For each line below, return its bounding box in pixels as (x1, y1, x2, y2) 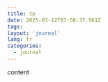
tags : (7, 23, 23, 30)
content (7, 67, 30, 76)
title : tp (7, 10, 36, 17)
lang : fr (7, 36, 33, 43)
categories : (7, 42, 42, 49)
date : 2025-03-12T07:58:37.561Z (7, 17, 101, 24)
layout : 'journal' (7, 29, 61, 37)
